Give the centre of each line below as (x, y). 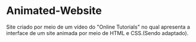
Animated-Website (54, 11)
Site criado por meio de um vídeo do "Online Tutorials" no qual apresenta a (98, 27)
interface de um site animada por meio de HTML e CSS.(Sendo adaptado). (97, 33)
